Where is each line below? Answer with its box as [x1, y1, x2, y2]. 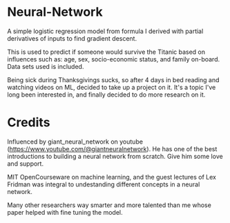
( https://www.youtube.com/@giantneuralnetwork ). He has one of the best [7, 144, 218, 153]
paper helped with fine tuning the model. [7, 208, 123, 216]
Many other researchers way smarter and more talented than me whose [7, 201, 212, 209]
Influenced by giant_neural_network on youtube [7, 137, 144, 146]
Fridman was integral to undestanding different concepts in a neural [7, 180, 200, 188]
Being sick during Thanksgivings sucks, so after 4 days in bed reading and [7, 75, 220, 84]
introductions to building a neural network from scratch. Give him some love [7, 152, 223, 160]
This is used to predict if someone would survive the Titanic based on [7, 48, 206, 56]
